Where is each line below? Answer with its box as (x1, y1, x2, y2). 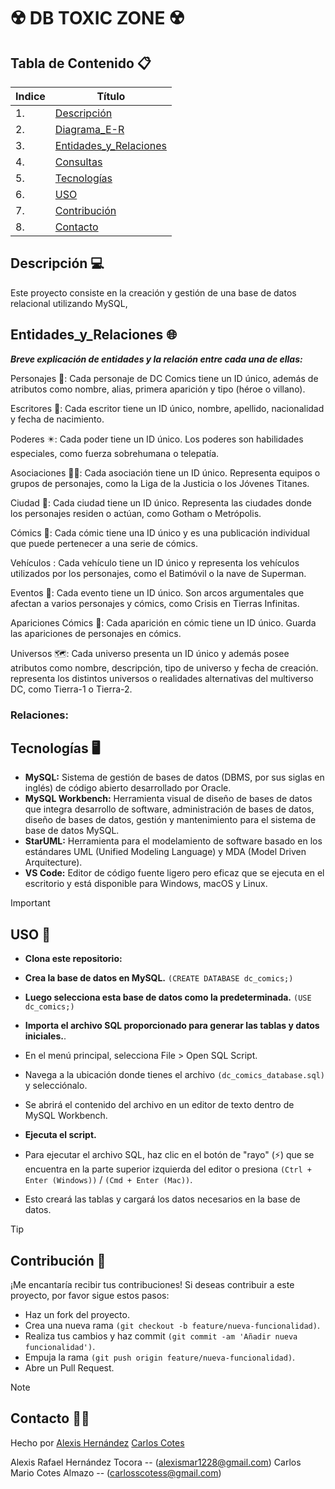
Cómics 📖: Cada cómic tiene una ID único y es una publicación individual (10, 526, 310, 539)
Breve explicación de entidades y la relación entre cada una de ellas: (10, 353, 303, 365)
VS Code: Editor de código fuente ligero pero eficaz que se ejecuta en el (24, 867, 325, 879)
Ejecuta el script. (24, 1129, 97, 1141)
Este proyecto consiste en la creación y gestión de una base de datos (10, 286, 297, 299)
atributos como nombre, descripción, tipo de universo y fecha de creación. (10, 661, 319, 674)
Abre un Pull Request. (24, 1361, 115, 1374)
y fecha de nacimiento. (10, 413, 105, 425)
